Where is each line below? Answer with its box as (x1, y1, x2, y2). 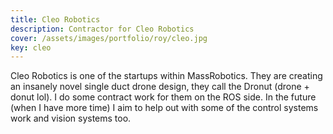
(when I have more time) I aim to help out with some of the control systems (10, 102, 319, 114)
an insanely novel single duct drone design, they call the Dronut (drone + (10, 81, 310, 93)
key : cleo (10, 42, 52, 53)
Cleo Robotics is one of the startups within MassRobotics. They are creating (10, 70, 323, 82)
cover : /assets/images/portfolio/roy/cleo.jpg (10, 33, 208, 43)
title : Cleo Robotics (10, 14, 101, 25)
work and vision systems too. (10, 112, 132, 125)
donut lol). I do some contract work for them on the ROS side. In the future (10, 91, 317, 103)
